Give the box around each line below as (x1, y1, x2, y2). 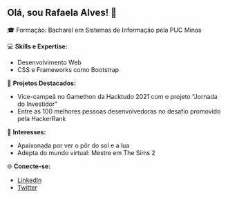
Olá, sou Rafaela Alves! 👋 (7, 7, 117, 19)
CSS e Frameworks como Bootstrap (17, 65, 120, 73)
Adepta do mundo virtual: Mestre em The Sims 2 (17, 148, 155, 156)
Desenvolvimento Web (17, 58, 82, 66)
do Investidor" (17, 100, 58, 108)
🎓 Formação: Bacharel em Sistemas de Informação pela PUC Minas (7, 26, 202, 34)
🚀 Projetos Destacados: (7, 79, 77, 87)
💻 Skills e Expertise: (7, 42, 68, 51)
